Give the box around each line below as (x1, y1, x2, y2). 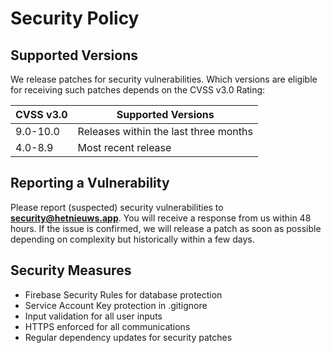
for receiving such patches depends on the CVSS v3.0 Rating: (10, 84, 266, 96)
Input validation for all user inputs (24, 310, 163, 322)
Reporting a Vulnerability (10, 175, 170, 192)
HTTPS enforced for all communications (24, 320, 191, 332)
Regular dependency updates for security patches (24, 331, 233, 343)
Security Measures (10, 262, 132, 279)
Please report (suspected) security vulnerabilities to (10, 201, 224, 213)
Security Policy (10, 7, 140, 30)
